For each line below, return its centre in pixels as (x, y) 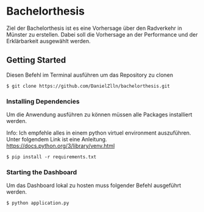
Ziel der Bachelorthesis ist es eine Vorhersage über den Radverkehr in (94, 28)
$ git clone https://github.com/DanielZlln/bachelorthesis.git (88, 86)
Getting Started (36, 60)
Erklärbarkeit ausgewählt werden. (49, 41)
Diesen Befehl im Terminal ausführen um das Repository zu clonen (90, 75)
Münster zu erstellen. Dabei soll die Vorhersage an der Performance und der (102, 34)
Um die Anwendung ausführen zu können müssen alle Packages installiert (100, 115)
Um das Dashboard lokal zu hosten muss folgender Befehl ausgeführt (94, 185)
